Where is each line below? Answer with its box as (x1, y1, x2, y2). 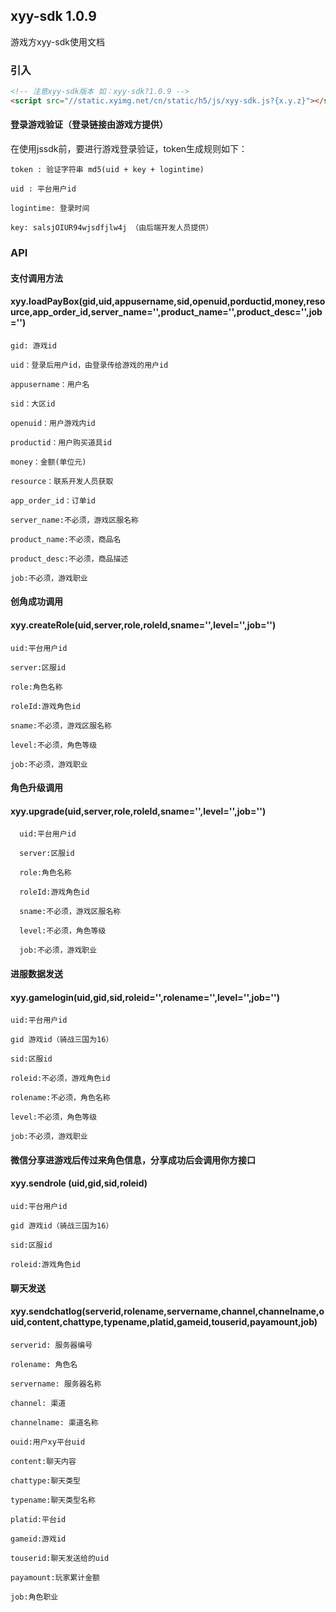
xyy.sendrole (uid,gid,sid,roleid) (10, 1177, 148, 1189)
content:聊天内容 (10, 1456, 77, 1466)
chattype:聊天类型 (10, 1475, 81, 1486)
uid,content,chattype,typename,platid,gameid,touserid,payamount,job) (10, 1316, 318, 1328)
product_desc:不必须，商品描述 (10, 554, 129, 564)
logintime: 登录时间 (10, 204, 90, 214)
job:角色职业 (10, 1592, 59, 1602)
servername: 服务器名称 (10, 1379, 102, 1389)
